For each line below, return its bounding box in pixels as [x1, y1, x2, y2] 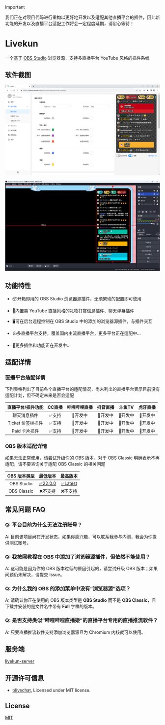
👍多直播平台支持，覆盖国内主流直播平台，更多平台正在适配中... [12, 330, 141, 336]
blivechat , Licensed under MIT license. [12, 688, 91, 693]
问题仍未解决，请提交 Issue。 [5, 572, 65, 578]
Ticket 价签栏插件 [7, 420, 43, 426]
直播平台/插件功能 [7, 404, 44, 410]
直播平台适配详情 [5, 374, 46, 381]
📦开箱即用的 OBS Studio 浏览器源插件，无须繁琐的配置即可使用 [12, 295, 142, 301]
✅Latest [60, 480, 78, 486]
